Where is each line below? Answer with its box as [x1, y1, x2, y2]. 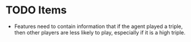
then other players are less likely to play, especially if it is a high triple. [14, 29, 186, 36]
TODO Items [5, 3, 67, 17]
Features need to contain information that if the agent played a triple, [14, 23, 183, 30]
